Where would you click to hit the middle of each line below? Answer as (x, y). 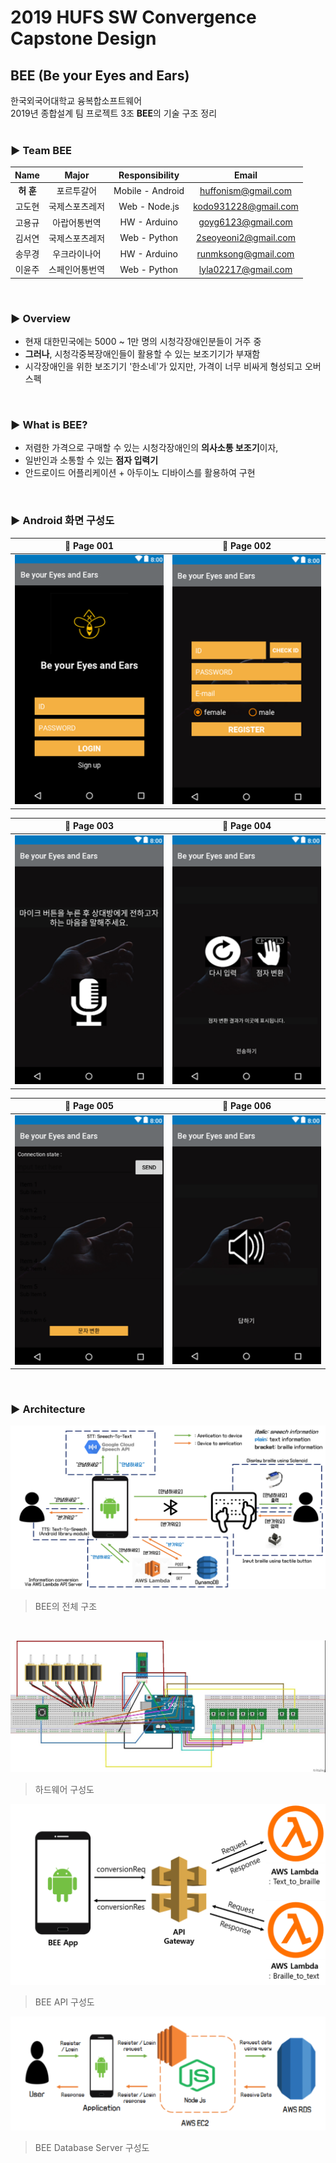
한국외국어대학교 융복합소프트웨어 (76, 100)
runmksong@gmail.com (245, 253)
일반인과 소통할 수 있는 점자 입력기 (91, 460)
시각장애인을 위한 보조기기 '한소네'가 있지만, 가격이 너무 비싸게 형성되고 (163, 367)
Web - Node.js (149, 206)
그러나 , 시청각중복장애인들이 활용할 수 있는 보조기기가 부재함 (142, 354)
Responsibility (149, 175)
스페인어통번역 (77, 270)
